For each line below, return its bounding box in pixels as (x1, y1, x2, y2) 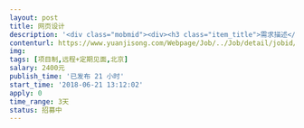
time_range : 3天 (9, 96, 70, 106)
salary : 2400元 (9, 64, 65, 73)
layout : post (9, 13, 59, 23)
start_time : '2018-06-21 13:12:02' (9, 80, 144, 89)
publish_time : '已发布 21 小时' (9, 72, 125, 81)
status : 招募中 (9, 105, 62, 114)
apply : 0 (9, 88, 43, 97)
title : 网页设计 (9, 22, 65, 31)
